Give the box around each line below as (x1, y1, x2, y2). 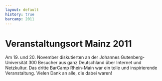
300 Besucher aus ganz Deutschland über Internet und (28, 60, 142, 66)
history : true (5, 12, 35, 17)
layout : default (5, 7, 39, 12)
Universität (5, 60, 27, 66)
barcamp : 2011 (5, 16, 35, 21)
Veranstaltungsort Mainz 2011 (5, 38, 132, 49)
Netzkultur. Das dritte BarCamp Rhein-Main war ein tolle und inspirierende (5, 65, 158, 71)
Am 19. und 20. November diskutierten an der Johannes (5, 54, 120, 60)
